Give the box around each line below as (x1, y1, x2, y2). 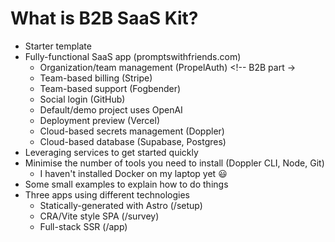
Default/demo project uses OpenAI (39, 103, 183, 116)
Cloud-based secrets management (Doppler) (39, 125, 225, 137)
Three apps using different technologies (24, 188, 190, 201)
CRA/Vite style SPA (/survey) (39, 210, 160, 222)
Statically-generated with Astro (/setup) (39, 199, 203, 211)
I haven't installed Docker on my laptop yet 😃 (39, 167, 228, 179)
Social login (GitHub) (39, 93, 126, 105)
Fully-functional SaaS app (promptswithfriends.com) (24, 50, 242, 62)
